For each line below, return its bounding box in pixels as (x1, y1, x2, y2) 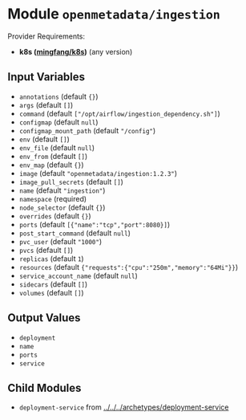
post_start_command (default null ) (18, 228, 131, 238)
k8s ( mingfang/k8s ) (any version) (18, 47, 133, 56)
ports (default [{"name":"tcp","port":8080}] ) (18, 219, 170, 229)
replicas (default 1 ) (18, 254, 85, 263)
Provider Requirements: (7, 31, 86, 41)
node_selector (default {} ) (18, 202, 106, 212)
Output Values (7, 311, 81, 325)
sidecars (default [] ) (18, 279, 88, 289)
